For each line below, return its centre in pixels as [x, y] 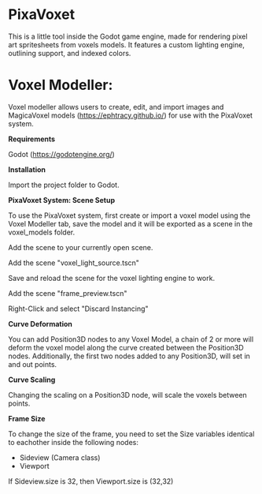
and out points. [33, 364]
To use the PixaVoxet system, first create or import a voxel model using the [129, 215]
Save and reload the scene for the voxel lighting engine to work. [111, 278]
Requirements [32, 139]
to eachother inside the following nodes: [74, 442]
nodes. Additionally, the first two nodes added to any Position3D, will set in [129, 356]
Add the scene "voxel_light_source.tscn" [74, 263]
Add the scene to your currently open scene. [81, 247]
